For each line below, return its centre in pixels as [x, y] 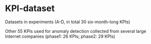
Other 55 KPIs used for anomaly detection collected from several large [76, 31]
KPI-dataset [30, 8]
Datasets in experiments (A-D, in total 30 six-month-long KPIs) [68, 22]
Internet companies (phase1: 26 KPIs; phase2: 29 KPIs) [60, 36]
